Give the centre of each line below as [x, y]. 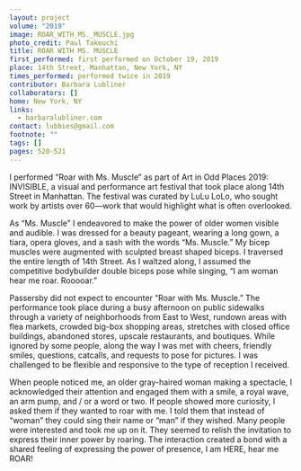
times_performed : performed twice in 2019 [90, 76]
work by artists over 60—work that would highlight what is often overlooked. [150, 205]
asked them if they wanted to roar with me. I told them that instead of [137, 411]
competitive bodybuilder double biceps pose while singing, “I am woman [144, 271]
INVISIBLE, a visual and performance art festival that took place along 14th [147, 186]
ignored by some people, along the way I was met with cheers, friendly [141, 345]
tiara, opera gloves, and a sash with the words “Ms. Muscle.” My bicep [140, 242]
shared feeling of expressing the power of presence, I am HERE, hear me [144, 449]
